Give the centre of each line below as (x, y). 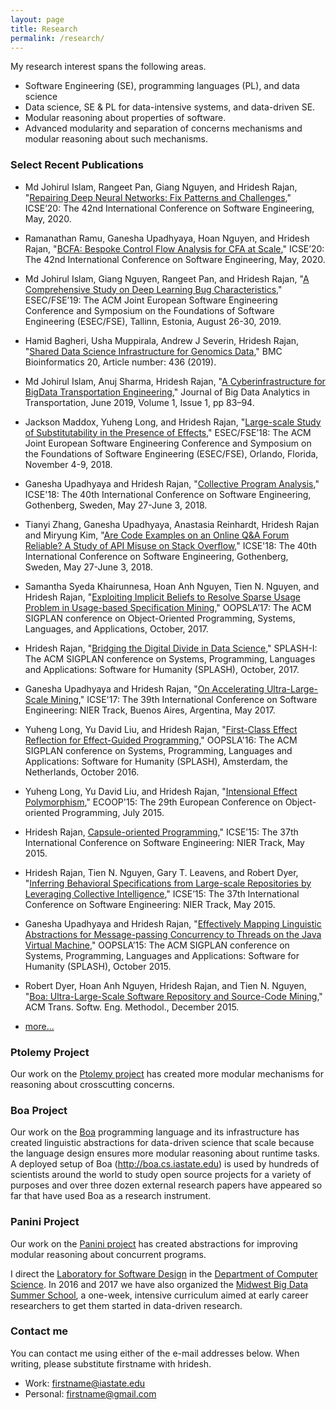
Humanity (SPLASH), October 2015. (98, 966)
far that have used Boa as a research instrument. (111, 1196)
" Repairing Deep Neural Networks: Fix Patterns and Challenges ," (158, 197)
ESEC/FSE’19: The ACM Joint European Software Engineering (151, 300)
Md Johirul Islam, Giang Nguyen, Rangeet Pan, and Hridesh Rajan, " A (167, 278)
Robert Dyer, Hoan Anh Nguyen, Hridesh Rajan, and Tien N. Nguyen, (165, 985)
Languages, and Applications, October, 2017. (116, 628)
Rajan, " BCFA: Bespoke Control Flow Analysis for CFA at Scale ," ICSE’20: (174, 248)
